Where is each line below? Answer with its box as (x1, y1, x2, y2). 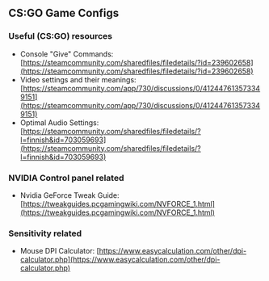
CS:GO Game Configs (8, 6, 120, 20)
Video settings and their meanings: (19, 74, 137, 84)
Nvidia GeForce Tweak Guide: (19, 190, 120, 200)
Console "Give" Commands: (19, 48, 114, 59)
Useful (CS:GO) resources (8, 31, 113, 42)
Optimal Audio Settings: (19, 117, 99, 128)
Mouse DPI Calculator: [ (19, 246, 99, 256)
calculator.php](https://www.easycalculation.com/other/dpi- (19, 254, 221, 265)
